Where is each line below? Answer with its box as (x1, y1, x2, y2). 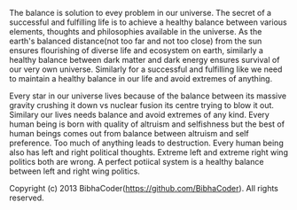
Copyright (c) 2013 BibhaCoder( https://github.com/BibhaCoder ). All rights (9, 183, 279, 193)
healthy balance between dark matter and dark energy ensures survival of (9, 55, 280, 65)
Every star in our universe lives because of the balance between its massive (9, 90, 287, 101)
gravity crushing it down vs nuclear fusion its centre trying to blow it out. (9, 100, 275, 110)
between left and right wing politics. (9, 166, 140, 176)
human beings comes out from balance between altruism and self (9, 128, 250, 138)
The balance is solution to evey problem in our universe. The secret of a (9, 8, 272, 18)
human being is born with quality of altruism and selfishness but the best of (9, 119, 285, 129)
